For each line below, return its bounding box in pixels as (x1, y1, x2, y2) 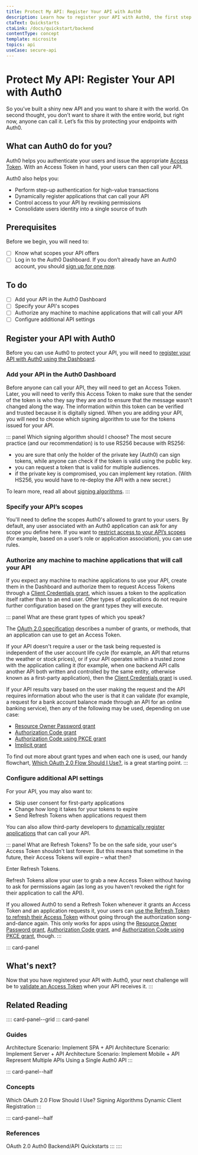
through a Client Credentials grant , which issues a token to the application (6, 590, 186, 597)
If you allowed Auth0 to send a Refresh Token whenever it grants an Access (6, 901, 191, 908)
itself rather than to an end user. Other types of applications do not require (6, 596, 187, 603)
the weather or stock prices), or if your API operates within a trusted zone (6, 656, 186, 663)
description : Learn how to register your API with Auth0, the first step (6, 14, 192, 20)
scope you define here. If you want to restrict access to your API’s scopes (6, 529, 186, 536)
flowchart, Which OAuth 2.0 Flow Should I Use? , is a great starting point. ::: (6, 759, 188, 766)
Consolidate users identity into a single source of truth (14, 205, 147, 212)
